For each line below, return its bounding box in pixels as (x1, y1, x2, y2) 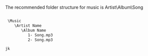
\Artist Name (14, 23, 42, 28)
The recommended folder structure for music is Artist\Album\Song (5, 5, 143, 10)
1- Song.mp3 (27, 32, 53, 37)
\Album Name (21, 28, 46, 33)
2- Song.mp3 (27, 37, 53, 42)
